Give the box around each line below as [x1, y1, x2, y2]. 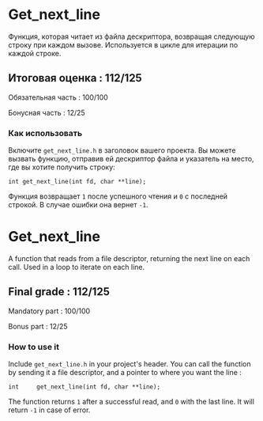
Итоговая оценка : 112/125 [8, 71, 142, 85]
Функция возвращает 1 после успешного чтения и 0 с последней [8, 192, 227, 201]
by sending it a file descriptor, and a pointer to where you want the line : [8, 368, 242, 377]
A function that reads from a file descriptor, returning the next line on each [8, 253, 250, 263]
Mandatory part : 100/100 [8, 306, 91, 316]
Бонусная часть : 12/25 [8, 108, 85, 117]
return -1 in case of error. [8, 405, 91, 415]
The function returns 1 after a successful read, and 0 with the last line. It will [8, 397, 255, 407]
